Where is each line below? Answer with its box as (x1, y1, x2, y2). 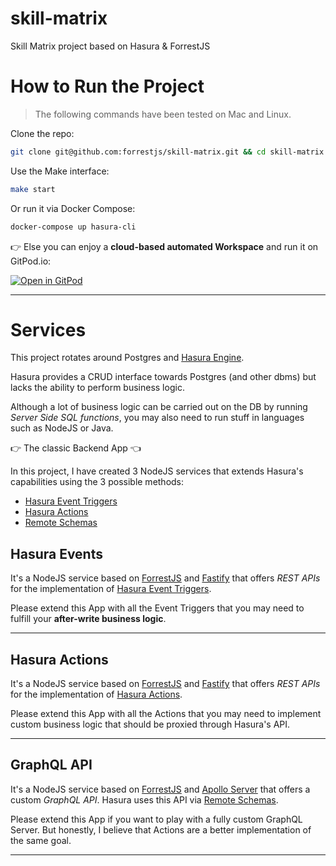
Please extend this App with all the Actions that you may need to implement (10, 708, 322, 720)
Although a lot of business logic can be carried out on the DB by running (10, 401, 308, 413)
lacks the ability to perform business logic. (10, 382, 185, 394)
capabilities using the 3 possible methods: (10, 476, 185, 488)
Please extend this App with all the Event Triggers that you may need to (10, 602, 305, 614)
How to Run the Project (10, 75, 205, 98)
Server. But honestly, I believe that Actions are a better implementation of (10, 823, 312, 836)
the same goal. (10, 834, 72, 846)
